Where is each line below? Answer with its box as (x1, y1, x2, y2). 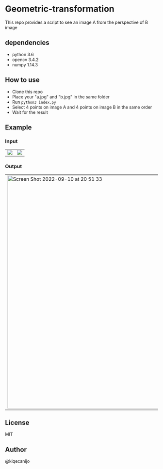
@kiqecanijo (5, 458, 30, 464)
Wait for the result (12, 109, 49, 115)
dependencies (5, 39, 49, 47)
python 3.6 (12, 51, 34, 57)
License (5, 418, 30, 427)
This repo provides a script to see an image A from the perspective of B (5, 19, 148, 25)
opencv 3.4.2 (12, 57, 39, 63)
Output (5, 163, 22, 170)
